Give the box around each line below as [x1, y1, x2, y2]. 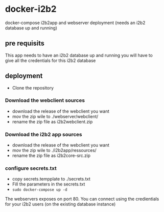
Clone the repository [12, 85, 54, 91]
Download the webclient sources [5, 97, 85, 104]
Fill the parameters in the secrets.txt [12, 181, 85, 187]
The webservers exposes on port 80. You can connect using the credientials [5, 196, 159, 202]
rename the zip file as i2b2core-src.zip [12, 152, 91, 158]
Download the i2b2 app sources [5, 131, 82, 138]
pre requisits [5, 39, 45, 48]
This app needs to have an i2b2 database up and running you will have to [5, 52, 153, 58]
